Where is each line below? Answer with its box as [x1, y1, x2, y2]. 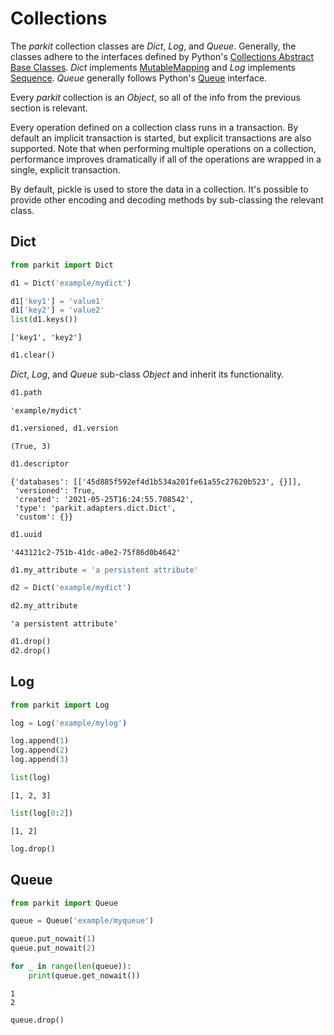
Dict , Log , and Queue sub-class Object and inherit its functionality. [10, 368, 285, 380]
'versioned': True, [14, 485, 97, 496]
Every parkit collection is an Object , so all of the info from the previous [10, 91, 301, 103]
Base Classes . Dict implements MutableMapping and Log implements [10, 61, 296, 73]
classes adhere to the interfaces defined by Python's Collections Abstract [10, 50, 315, 62]
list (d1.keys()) [10, 315, 78, 325]
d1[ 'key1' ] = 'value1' [10, 296, 105, 306]
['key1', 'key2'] [10, 333, 83, 343]
